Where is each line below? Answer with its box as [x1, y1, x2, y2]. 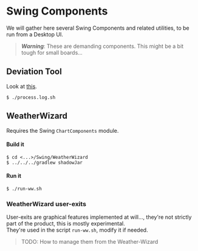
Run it [6, 172, 21, 179]
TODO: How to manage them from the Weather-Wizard [21, 238, 159, 246]
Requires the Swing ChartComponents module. [6, 127, 119, 134]
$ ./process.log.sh [6, 94, 56, 101]
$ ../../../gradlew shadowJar [6, 159, 83, 166]
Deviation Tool [6, 67, 62, 77]
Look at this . [6, 82, 38, 90]
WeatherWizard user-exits [6, 199, 87, 208]
